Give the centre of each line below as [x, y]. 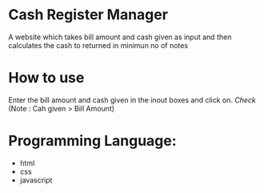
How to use [46, 78]
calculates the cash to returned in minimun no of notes [98, 45]
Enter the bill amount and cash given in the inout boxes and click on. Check [132, 100]
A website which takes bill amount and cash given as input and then [120, 37]
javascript [36, 180]
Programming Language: [93, 141]
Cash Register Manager [88, 15]
